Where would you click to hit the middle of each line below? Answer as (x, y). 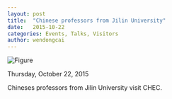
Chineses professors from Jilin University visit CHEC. (85, 88)
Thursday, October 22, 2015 (48, 74)
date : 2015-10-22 (36, 27)
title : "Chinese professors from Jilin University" (87, 21)
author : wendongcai (36, 40)
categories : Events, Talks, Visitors (63, 34)
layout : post (27, 14)
